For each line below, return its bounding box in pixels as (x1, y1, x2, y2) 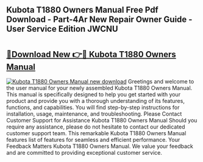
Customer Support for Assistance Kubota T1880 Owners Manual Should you (6, 117, 198, 124)
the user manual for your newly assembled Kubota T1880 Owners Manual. (6, 85, 193, 91)
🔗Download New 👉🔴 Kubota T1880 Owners (6, 49, 177, 60)
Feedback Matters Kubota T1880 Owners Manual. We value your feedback (6, 143, 194, 150)
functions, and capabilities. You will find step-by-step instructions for (6, 104, 180, 111)
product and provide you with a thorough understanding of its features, (6, 97, 185, 104)
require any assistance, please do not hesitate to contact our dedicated (6, 123, 185, 130)
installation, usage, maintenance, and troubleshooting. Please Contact (6, 110, 182, 118)
